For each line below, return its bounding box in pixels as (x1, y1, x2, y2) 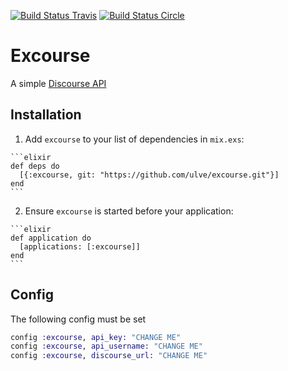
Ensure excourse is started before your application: (24, 205, 234, 217)
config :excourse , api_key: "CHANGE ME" (10, 332, 182, 342)
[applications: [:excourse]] (19, 241, 141, 252)
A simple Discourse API (10, 77, 107, 89)
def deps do (10, 161, 60, 171)
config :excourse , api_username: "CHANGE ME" (10, 341, 203, 352)
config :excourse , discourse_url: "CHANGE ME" (10, 351, 208, 361)
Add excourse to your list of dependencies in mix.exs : (24, 133, 245, 145)
